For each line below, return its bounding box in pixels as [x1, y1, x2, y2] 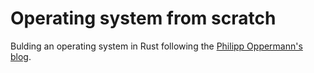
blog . [10, 50, 32, 62]
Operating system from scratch [10, 7, 277, 30]
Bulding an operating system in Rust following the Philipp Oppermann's [10, 40, 303, 52]
